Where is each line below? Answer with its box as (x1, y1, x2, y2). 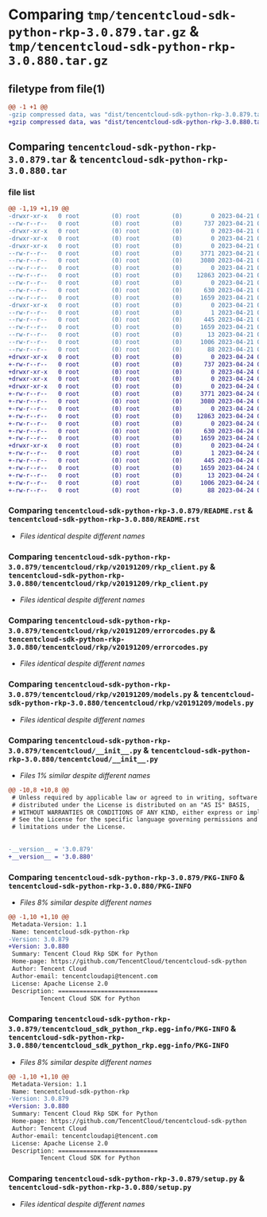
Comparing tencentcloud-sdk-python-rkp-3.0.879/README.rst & (8, 505, 253, 516)
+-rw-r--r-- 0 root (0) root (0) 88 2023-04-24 (8, 486, 254, 495)
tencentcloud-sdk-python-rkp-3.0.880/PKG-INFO (8, 882, 192, 890)
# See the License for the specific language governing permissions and (11, 816, 258, 824)
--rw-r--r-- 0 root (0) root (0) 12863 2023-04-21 (8, 272, 254, 280)
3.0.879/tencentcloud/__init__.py (8, 746, 141, 755)
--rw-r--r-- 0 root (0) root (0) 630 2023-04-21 (8, 286, 254, 294)
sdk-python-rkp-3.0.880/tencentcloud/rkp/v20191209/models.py (8, 699, 254, 708)
